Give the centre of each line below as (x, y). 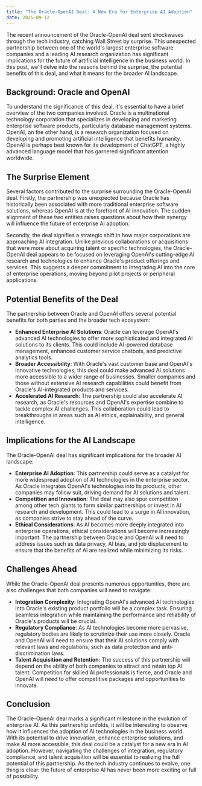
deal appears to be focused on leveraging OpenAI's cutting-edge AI (110, 255)
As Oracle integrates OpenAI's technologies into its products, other (98, 486)
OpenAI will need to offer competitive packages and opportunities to (100, 679)
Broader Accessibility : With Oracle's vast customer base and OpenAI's (104, 363)
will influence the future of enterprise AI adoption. (68, 223)
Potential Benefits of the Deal (62, 299)
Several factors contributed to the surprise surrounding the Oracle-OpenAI (99, 191)
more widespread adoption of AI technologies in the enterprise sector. (102, 479)
